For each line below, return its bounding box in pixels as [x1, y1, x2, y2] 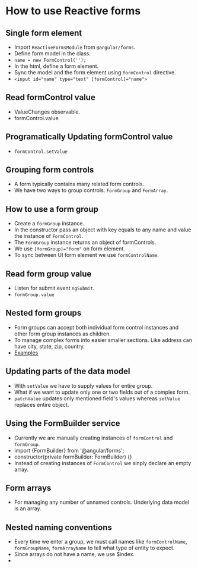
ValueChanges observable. [14, 108, 81, 115]
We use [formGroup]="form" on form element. [14, 245, 126, 252]
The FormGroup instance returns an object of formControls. [14, 239, 157, 246]
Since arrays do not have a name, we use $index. [14, 551, 135, 558]
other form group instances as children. [14, 330, 111, 337]
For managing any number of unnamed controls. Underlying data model [14, 498, 190, 506]
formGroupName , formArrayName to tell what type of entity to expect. [14, 544, 175, 551]
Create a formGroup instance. [14, 220, 84, 227]
